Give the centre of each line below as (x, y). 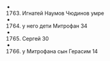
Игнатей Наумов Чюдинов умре (63, 13)
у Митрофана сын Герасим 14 (60, 51)
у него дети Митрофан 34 (55, 26)
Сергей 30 (35, 39)
